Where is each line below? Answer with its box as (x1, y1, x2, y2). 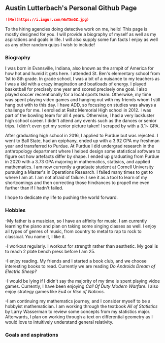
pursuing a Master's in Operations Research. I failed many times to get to (5, 169, 153, 175)
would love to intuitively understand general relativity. (5, 319, 114, 325)
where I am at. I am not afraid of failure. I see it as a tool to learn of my (5, 174, 148, 180)
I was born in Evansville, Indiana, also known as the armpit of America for (5, 65, 154, 71)
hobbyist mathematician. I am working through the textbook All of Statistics (5, 304, 158, 309)
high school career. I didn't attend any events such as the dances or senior (5, 117, 157, 123)
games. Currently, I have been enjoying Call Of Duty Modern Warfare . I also (5, 283, 159, 289)
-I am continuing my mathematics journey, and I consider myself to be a (5, 298, 151, 304)
